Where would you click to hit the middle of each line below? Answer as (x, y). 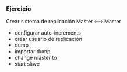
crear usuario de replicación (48, 39)
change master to (36, 58)
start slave (27, 64)
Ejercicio (19, 9)
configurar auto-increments (48, 33)
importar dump (32, 52)
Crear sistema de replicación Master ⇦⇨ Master (63, 22)
